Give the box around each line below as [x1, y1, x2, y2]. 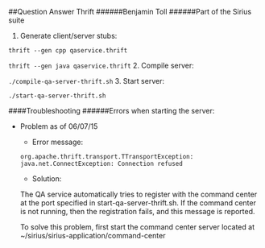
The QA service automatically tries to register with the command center [19, 189, 258, 199]
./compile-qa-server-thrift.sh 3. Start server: [8, 76, 165, 85]
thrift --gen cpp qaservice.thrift [8, 47, 128, 55]
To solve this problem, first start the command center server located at [19, 222, 255, 232]
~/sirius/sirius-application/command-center [19, 231, 166, 240]
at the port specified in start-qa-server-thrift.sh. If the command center [19, 198, 256, 208]
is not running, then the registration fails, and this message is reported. [19, 207, 255, 216]
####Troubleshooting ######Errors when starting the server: [8, 106, 215, 115]
